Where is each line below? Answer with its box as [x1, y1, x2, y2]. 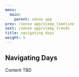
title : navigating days [5, 30, 55, 35]
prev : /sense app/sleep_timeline [5, 21, 75, 26]
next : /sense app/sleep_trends [5, 26, 70, 31]
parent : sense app [14, 16, 52, 21]
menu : [5, 7, 16, 12]
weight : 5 [5, 35, 26, 40]
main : [9, 12, 21, 17]
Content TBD [5, 67, 32, 73]
